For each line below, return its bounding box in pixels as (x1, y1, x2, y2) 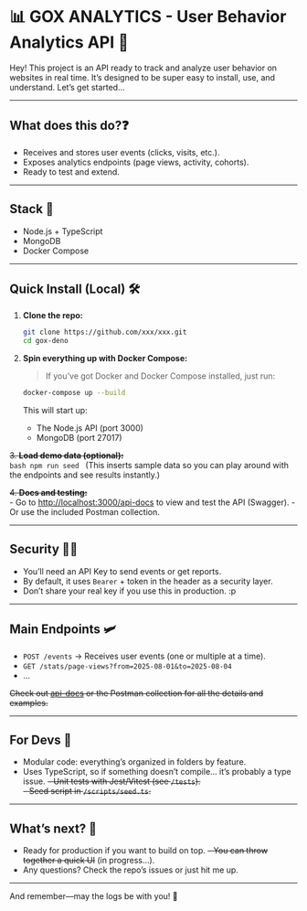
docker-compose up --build (22, 389, 126, 398)
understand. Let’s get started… (9, 81, 125, 92)
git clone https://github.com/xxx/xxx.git (22, 327, 187, 338)
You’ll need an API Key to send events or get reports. (22, 565, 222, 576)
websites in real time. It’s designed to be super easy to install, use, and (9, 71, 276, 82)
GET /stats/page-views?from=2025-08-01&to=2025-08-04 (22, 661, 232, 671)
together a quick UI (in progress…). (22, 855, 155, 866)
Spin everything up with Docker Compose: (22, 353, 188, 364)
